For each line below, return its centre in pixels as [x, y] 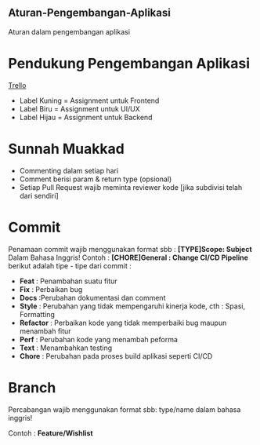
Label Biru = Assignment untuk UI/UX [79, 108]
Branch [32, 387]
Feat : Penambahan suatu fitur [68, 281]
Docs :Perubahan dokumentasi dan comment [92, 297]
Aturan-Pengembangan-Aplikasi [89, 13]
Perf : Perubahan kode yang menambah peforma [99, 339]
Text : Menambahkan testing [66, 348]
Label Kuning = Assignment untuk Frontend [89, 100]
